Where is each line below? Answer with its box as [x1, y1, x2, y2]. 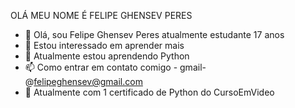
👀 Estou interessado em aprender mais [24, 40, 185, 51]
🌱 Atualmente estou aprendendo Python [24, 50, 190, 62]
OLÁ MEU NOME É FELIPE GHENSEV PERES [10, 10, 193, 21]
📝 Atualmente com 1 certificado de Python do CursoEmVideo [24, 86, 275, 98]
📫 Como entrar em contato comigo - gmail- [24, 61, 207, 73]
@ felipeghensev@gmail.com [24, 76, 143, 87]
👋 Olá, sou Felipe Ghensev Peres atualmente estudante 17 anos [24, 29, 285, 40]
